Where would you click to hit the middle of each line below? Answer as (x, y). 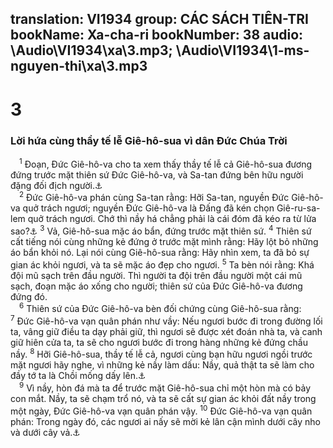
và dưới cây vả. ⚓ (45, 432)
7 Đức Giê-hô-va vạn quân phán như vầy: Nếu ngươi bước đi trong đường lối (166, 320)
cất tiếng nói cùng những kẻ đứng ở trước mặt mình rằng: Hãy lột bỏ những (164, 241)
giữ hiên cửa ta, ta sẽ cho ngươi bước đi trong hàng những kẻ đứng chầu (159, 342)
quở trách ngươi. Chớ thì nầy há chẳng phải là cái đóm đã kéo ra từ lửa (172, 219)
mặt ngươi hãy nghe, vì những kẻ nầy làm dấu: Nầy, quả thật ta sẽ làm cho (162, 365)
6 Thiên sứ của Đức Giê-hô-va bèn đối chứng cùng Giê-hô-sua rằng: (160, 308)
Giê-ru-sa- (298, 208)
